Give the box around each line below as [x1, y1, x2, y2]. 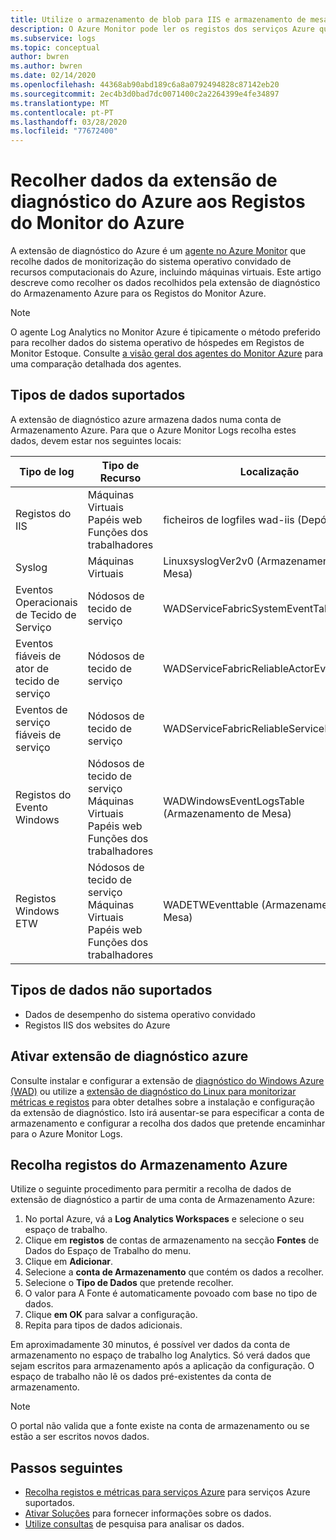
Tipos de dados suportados [10, 387, 186, 404]
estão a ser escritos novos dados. [10, 1431, 150, 1443]
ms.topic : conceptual [10, 42, 101, 53]
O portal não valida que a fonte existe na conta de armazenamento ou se [10, 1420, 310, 1432]
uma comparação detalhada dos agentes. [10, 358, 182, 370]
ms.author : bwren [10, 61, 83, 71]
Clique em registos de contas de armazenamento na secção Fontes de [24, 1234, 320, 1246]
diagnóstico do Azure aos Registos [10, 191, 306, 213]
